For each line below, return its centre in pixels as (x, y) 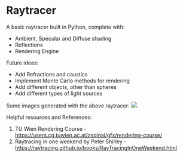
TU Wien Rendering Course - (51, 128)
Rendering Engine (37, 51)
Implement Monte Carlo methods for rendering (72, 81)
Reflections (29, 45)
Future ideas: (22, 63)
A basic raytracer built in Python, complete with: (65, 27)
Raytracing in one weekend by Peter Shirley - (71, 141)
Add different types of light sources (59, 93)
